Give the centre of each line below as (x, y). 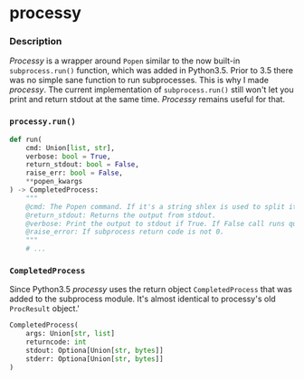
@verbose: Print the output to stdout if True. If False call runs (155, 223)
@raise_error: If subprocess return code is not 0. (125, 232)
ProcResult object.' (44, 309)
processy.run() (43, 122)
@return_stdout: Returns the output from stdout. (121, 215)
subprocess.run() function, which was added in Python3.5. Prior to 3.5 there (152, 71)
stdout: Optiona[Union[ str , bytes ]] (95, 350)
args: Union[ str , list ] (71, 334)
